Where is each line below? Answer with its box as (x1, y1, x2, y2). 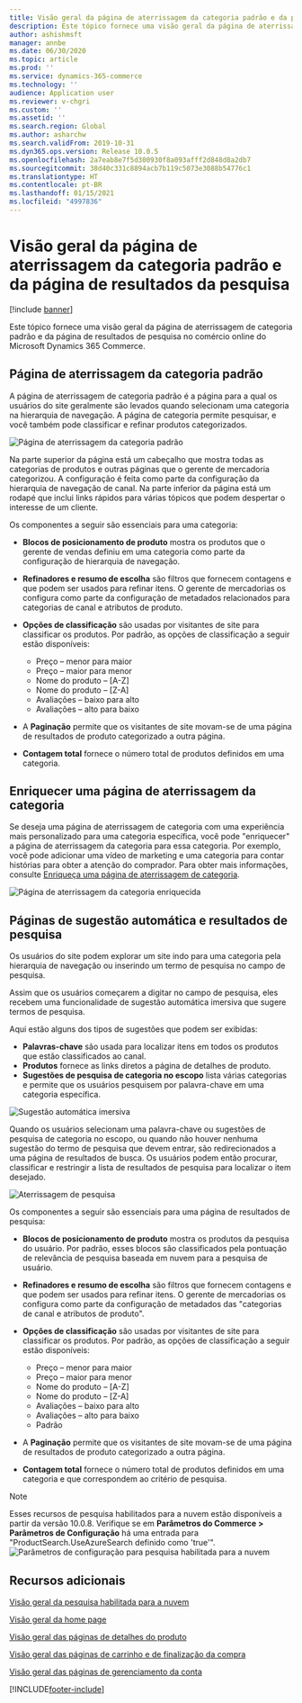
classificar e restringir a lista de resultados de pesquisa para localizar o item (9, 1162, 291, 1173)
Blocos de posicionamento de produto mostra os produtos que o (22, 536, 266, 547)
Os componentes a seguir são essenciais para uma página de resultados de (9, 1206, 290, 1217)
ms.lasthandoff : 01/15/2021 (9, 189, 115, 198)
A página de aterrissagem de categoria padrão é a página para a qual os (9, 390, 278, 401)
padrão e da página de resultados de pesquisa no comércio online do (9, 330, 267, 342)
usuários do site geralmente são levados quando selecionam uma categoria (9, 399, 289, 410)
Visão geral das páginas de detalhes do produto (9, 1632, 187, 1643)
